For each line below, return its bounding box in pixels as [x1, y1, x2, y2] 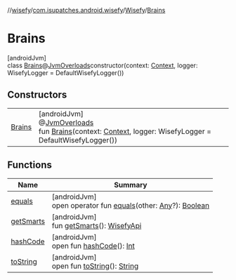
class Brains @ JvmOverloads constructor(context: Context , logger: [7, 61, 198, 69]
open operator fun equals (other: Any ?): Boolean [51, 200, 209, 210]
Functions [7, 159, 53, 171]
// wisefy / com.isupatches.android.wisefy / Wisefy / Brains [7, 6, 166, 14]
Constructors [7, 89, 67, 101]
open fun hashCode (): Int [51, 241, 135, 251]
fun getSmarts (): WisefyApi [51, 220, 142, 230]
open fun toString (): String [51, 261, 139, 271]
